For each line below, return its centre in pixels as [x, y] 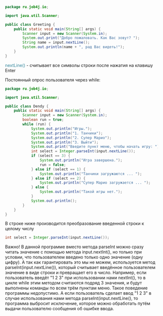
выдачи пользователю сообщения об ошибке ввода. [59, 309]
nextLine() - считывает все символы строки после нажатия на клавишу [79, 65]
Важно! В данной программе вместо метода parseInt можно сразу [74, 247]
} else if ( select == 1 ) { [58, 169]
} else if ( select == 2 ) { [58, 178]
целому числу [20, 229]
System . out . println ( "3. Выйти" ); [65, 142]
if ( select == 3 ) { [50, 156]
